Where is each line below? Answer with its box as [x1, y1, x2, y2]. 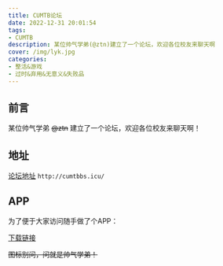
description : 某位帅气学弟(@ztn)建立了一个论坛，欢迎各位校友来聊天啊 [8, 41, 216, 49]
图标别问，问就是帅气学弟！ [8, 249, 98, 260]
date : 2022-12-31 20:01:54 [8, 19, 97, 27]
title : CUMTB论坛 [8, 11, 63, 20]
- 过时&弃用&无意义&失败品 [8, 70, 85, 78]
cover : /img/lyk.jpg [8, 48, 76, 56]
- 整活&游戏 [8, 63, 43, 71]
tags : [8, 26, 26, 34]
